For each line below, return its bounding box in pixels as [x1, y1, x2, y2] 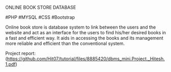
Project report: [5, 51, 36, 56]
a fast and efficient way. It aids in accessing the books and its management [5, 35, 163, 41]
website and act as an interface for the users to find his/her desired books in [5, 30, 166, 35]
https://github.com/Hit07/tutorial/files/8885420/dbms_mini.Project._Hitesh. [7, 56, 165, 62]
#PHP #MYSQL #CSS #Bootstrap [5, 14, 75, 20]
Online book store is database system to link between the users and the [5, 24, 156, 30]
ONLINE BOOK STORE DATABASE [5, 5, 77, 10]
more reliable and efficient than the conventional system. [5, 40, 125, 46]
